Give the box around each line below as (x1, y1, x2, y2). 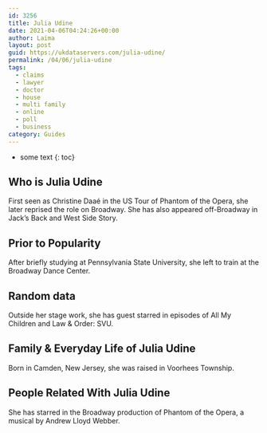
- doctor (15, 85, 45, 94)
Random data (8, 289, 76, 303)
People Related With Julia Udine (8, 386, 171, 400)
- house (15, 93, 41, 101)
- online (15, 108, 45, 116)
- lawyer (15, 78, 45, 86)
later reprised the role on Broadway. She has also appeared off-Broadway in (8, 205, 258, 215)
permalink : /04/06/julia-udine (8, 57, 112, 65)
